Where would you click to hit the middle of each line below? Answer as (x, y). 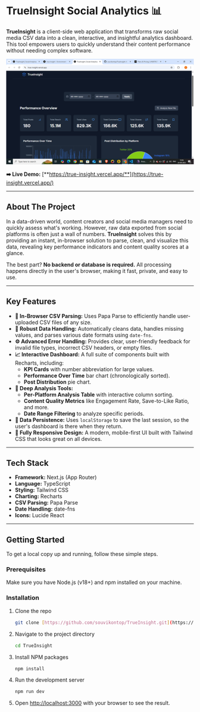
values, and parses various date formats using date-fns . (84, 335)
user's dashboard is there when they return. (69, 426)
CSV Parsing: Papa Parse (46, 503)
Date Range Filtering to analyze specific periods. (84, 413)
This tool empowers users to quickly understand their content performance (98, 44)
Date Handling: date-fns (45, 509)
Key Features (31, 302)
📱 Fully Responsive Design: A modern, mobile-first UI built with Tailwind (104, 433)
